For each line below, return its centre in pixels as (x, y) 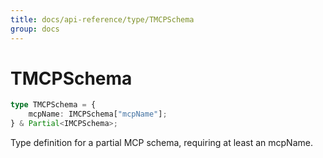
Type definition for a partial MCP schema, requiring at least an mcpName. (161, 143)
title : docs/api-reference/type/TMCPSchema (102, 19)
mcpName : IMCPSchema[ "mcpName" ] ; (98, 114)
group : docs (35, 29)
